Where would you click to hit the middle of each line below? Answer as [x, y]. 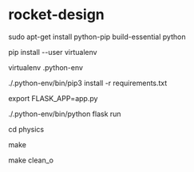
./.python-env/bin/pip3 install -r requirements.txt [88, 83]
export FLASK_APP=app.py [53, 98]
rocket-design [57, 15]
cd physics [26, 129]
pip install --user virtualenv [53, 52]
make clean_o [31, 160]
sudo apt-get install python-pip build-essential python [97, 37]
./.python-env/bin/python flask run [65, 114]
